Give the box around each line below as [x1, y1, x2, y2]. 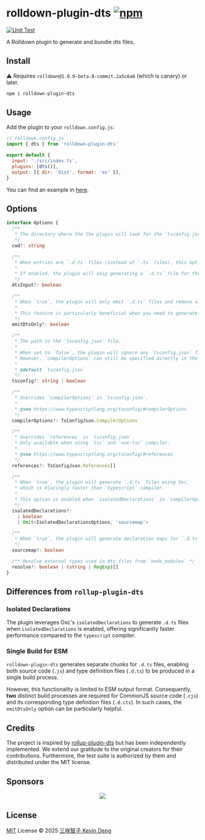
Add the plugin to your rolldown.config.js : [6, 123, 115, 131]
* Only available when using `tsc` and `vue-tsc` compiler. [14, 440, 171, 446]
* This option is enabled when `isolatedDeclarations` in [14, 496, 165, 503]
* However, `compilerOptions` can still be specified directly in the [14, 355, 198, 361]
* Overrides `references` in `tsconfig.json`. [14, 434, 135, 440]
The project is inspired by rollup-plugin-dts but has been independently [6, 739, 186, 746]
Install [6, 56, 31, 67]
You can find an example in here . [6, 186, 89, 193]
